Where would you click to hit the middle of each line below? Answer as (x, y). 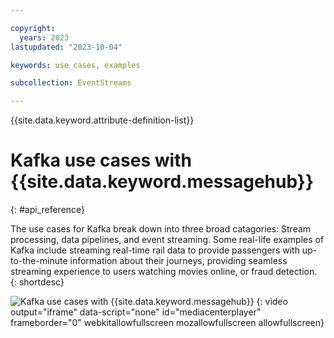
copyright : (33, 28)
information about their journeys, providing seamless (178, 261)
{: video (272, 302)
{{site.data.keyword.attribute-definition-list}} (102, 120)
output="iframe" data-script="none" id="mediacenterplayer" (136, 312)
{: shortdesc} (37, 282)
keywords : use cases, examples (75, 65)
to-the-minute (39, 261)
